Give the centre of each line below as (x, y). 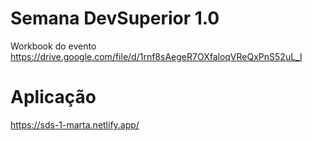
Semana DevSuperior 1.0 (115, 18)
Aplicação (53, 97)
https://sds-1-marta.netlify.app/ (75, 124)
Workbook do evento (53, 46)
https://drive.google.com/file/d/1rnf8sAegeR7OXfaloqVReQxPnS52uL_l (156, 56)
